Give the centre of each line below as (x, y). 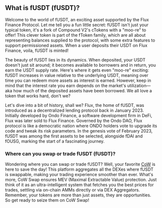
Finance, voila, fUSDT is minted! (37, 50)
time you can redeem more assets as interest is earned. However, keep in (78, 80)
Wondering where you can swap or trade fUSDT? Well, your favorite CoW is (80, 164)
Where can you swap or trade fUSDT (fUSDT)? (60, 153)
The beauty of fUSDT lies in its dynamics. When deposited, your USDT (75, 59)
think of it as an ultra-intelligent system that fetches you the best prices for (79, 185)
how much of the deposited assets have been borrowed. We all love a (83, 90)
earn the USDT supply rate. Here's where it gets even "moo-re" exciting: (77, 70)
